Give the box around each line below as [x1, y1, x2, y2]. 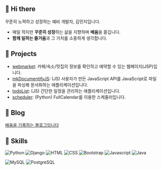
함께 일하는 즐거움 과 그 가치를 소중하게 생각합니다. [12, 35, 108, 41]
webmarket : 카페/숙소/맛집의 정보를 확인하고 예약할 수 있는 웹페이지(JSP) [12, 63, 154, 69]
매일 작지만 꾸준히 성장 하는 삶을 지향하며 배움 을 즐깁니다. [12, 29, 121, 35]
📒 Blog [5, 109, 25, 117]
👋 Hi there [5, 5, 36, 13]
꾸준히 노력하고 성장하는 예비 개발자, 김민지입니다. [5, 18, 101, 25]
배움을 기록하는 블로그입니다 [5, 122, 59, 128]
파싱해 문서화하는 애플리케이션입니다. [17, 82, 89, 87]
